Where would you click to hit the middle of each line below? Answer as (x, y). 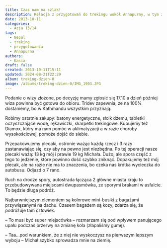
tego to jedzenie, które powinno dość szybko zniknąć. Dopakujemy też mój (82, 159)
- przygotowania (26, 47)
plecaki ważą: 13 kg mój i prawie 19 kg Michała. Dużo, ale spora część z (79, 154)
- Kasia (18, 61)
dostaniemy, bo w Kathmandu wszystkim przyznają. (58, 108)
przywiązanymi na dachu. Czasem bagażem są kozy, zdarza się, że (74, 205)
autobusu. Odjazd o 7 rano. (33, 170)
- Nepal (18, 38)
